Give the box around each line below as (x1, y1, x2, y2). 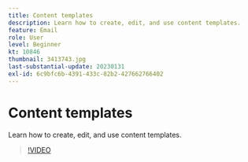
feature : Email (8, 26, 58, 34)
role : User (8, 33, 44, 42)
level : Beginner (8, 41, 61, 49)
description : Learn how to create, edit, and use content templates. (8, 19, 242, 27)
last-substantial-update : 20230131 (8, 63, 125, 71)
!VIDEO (27, 145, 51, 154)
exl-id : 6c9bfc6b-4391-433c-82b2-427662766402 (8, 70, 164, 78)
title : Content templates (8, 11, 93, 20)
